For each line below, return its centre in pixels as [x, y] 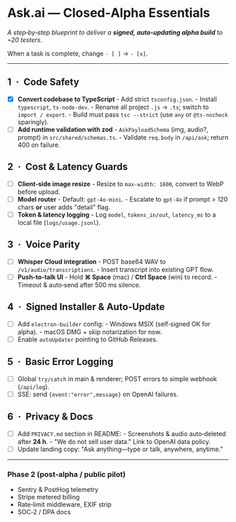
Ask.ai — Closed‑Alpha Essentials [109, 13]
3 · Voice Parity [44, 245]
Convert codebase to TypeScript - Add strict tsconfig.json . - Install [117, 99]
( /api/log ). [33, 386]
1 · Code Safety [43, 82]
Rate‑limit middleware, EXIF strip [65, 504]
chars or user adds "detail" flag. [64, 207]
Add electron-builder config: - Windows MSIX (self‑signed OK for [114, 324]
